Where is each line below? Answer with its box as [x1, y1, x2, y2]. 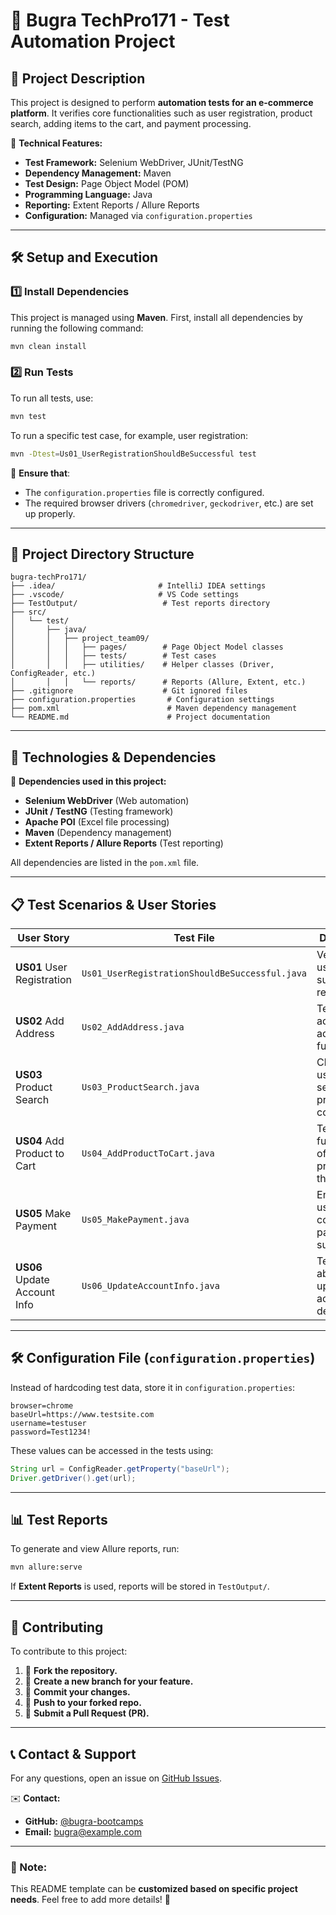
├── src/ [10, 607, 47, 618]
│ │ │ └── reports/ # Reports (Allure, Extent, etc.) [10, 677, 307, 688]
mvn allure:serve [10, 1562, 83, 1573]
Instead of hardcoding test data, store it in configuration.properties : [10, 1381, 296, 1393]
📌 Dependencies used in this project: [10, 775, 167, 788]
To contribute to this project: [10, 1645, 128, 1658]
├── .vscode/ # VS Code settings [10, 590, 240, 600]
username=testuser [10, 1418, 87, 1428]
